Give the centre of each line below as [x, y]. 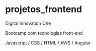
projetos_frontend [44, 9]
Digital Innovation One [28, 23]
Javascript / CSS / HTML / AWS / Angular [48, 43]
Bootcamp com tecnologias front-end [44, 33]
